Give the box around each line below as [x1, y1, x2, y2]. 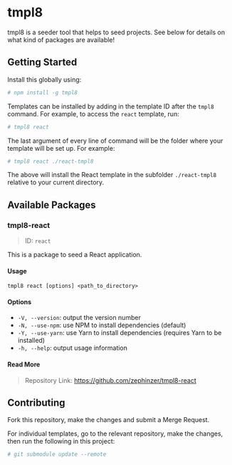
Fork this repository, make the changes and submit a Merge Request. [7, 416, 210, 424]
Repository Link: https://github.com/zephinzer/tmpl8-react [24, 376, 197, 384]
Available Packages [7, 199, 96, 211]
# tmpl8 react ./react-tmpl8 [7, 158, 94, 165]
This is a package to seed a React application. [7, 251, 142, 259]
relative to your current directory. [7, 178, 105, 186]
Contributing [7, 397, 65, 409]
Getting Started [7, 56, 78, 69]
